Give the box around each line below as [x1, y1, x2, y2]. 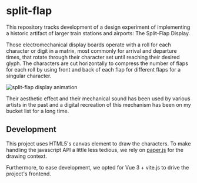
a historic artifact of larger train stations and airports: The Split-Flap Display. [6, 29, 190, 36]
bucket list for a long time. [6, 107, 69, 114]
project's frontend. [6, 170, 52, 177]
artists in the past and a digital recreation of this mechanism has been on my [6, 101, 191, 108]
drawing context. [6, 152, 47, 160]
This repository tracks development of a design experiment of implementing [6, 23, 191, 30]
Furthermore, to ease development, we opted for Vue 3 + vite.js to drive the [6, 164, 189, 171]
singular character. [6, 72, 52, 79]
